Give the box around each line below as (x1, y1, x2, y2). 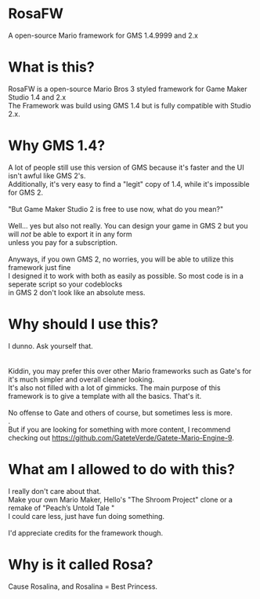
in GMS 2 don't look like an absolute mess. (8, 287, 146, 297)
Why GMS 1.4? (8, 137, 106, 155)
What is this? (8, 58, 96, 76)
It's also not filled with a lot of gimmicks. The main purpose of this (8, 382, 221, 393)
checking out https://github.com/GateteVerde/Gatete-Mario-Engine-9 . (8, 433, 235, 442)
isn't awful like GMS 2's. (8, 170, 86, 181)
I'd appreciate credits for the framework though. (8, 528, 164, 538)
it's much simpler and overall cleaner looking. (8, 374, 155, 384)
